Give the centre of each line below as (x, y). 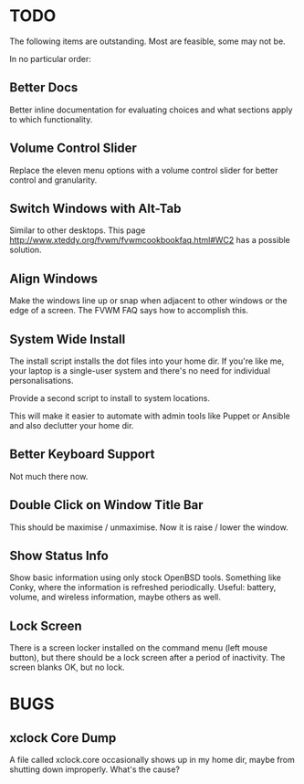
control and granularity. (53, 180)
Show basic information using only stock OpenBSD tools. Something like (145, 577)
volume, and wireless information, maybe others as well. (115, 597)
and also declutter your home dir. (72, 425)
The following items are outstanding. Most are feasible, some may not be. (147, 41)
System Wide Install (68, 339)
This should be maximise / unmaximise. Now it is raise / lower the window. (149, 527)
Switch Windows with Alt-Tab (95, 208)
